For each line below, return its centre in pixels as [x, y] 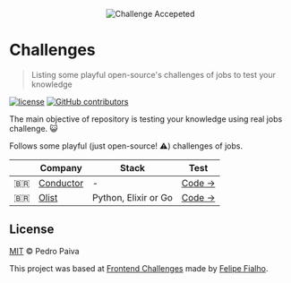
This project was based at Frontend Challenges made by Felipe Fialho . [139, 268]
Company [61, 167]
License [32, 230]
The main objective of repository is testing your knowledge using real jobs [146, 119]
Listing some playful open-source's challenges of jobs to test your [153, 74]
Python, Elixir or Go [133, 197]
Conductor [61, 183]
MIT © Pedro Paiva [44, 251]
